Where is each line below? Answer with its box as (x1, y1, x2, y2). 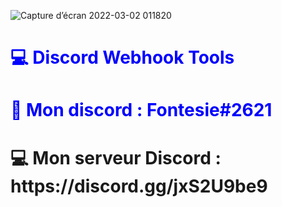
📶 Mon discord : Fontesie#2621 (10, 99, 273, 122)
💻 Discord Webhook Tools (10, 46, 235, 69)
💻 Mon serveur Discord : (10, 146, 222, 169)
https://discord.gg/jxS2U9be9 (10, 175, 268, 197)
